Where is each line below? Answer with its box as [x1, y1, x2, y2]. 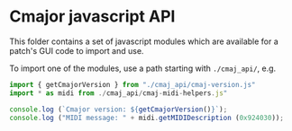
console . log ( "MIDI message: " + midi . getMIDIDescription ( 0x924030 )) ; [9, 113, 284, 122]
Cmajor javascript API [9, 6, 176, 27]
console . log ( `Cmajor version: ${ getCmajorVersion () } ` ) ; [9, 105, 228, 114]
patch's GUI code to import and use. [9, 45, 144, 56]
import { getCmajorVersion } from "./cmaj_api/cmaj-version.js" [9, 80, 256, 89]
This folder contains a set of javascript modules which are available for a [9, 36, 279, 47]
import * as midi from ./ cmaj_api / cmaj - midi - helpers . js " [9, 88, 228, 98]
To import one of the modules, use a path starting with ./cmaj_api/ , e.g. [9, 63, 277, 74]
